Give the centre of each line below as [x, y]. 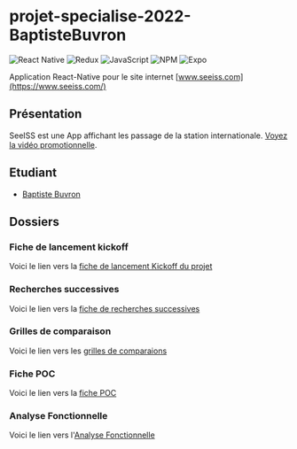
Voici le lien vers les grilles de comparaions [88, 351]
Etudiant [33, 173]
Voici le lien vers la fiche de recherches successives [105, 308]
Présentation [46, 114]
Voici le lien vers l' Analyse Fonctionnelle [82, 435]
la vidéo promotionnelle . [53, 144]
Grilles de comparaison [60, 331]
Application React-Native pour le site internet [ [94, 76]
